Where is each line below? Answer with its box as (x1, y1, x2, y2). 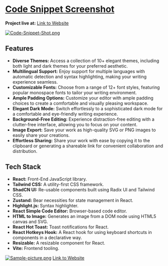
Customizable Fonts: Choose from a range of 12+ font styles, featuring (12, 84, 160, 90)
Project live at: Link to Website (5, 20, 69, 26)
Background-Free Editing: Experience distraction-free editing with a (12, 116, 154, 122)
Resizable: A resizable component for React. (12, 239, 105, 246)
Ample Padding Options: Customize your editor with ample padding (12, 95, 154, 101)
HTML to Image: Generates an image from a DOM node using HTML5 (12, 213, 156, 219)
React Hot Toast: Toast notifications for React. (12, 224, 109, 230)
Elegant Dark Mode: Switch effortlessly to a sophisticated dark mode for (12, 105, 163, 111)
